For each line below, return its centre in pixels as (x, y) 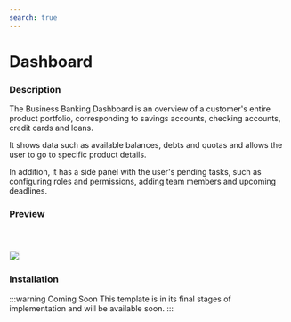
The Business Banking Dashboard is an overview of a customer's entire (140, 109)
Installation (34, 279)
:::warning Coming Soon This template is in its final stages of (120, 299)
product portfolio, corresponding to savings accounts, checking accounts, (145, 119)
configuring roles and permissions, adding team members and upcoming (143, 182)
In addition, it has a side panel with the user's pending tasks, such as (135, 172)
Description (35, 89)
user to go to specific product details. (78, 155)
